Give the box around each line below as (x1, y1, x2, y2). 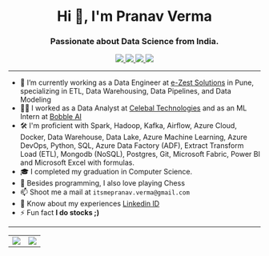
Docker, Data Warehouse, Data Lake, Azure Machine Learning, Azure (19, 132, 248, 142)
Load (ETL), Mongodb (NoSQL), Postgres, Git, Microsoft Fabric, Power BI (19, 150, 260, 159)
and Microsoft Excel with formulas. (19, 158, 134, 167)
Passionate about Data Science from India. (50, 36, 219, 47)
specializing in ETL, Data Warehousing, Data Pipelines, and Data (19, 86, 232, 96)
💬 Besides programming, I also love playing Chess (19, 178, 186, 188)
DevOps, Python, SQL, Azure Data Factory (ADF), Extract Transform (19, 141, 244, 150)
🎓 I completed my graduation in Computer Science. (19, 167, 193, 177)
